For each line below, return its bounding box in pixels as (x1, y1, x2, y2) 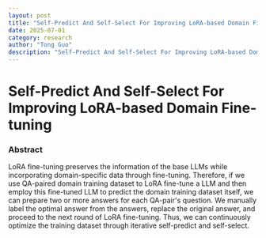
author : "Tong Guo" (8, 41, 73, 49)
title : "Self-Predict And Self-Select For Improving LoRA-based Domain (8, 19, 249, 27)
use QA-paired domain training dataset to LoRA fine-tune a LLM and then (8, 179, 247, 188)
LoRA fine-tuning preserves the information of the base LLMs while (8, 162, 228, 172)
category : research (8, 33, 73, 42)
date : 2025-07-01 (8, 26, 66, 34)
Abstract (8, 144, 44, 155)
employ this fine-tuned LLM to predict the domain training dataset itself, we (8, 187, 254, 197)
